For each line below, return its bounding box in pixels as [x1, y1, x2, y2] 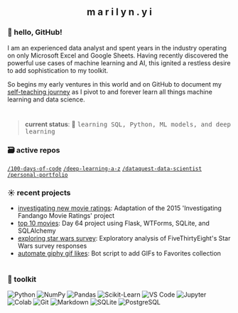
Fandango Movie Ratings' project [17, 212, 115, 220]
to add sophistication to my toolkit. [7, 66, 109, 75]
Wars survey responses [17, 241, 87, 251]
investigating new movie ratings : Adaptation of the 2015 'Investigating [17, 204, 222, 212]
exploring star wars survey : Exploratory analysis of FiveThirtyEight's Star [17, 234, 231, 243]
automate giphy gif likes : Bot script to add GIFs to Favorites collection [17, 249, 222, 258]
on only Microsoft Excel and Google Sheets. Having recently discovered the [7, 51, 229, 60]
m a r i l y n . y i [86, 6, 153, 18]
